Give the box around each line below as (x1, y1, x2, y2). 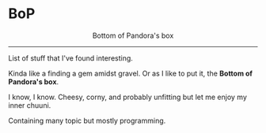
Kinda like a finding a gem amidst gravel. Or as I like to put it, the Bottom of (8, 68, 253, 78)
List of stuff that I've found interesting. (8, 53, 133, 63)
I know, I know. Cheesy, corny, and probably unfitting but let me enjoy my (8, 92, 247, 102)
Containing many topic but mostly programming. (8, 116, 166, 125)
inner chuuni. (8, 100, 51, 110)
